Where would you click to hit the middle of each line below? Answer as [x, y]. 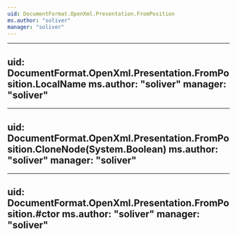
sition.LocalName [47, 84]
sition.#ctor [34, 215]
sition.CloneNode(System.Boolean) [87, 149]
